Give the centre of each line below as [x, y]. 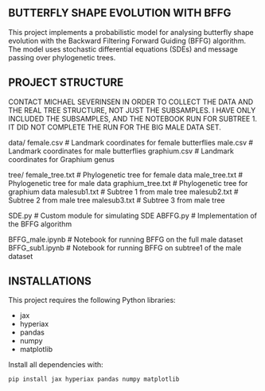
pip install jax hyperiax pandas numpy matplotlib [94, 379]
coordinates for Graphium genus [62, 159]
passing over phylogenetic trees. [62, 57]
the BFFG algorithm [40, 224]
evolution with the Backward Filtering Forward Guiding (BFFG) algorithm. [127, 41]
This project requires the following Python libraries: [92, 300]
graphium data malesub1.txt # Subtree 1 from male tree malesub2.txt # [123, 192]
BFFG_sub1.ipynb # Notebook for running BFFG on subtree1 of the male [125, 248]
